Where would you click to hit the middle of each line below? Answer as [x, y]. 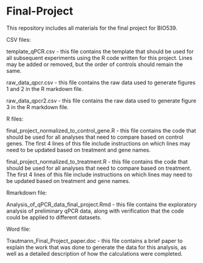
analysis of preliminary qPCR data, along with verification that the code [95, 211]
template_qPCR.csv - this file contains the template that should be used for [100, 51]
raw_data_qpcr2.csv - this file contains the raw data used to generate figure [101, 101]
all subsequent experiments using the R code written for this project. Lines [99, 58]
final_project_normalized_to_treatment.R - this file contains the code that [97, 161]
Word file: [19, 229]
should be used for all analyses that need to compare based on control [95, 137]
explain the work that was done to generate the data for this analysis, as [96, 247]
